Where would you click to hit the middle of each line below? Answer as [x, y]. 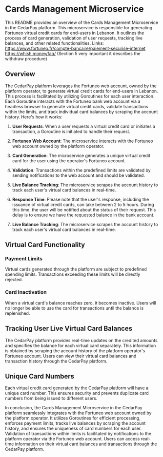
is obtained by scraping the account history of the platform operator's [75, 351]
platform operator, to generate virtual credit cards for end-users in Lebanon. [81, 91]
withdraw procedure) [26, 58]
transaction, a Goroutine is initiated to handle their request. [71, 131]
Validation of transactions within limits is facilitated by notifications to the [78, 434]
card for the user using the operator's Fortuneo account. [69, 161]
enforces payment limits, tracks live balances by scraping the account [75, 423]
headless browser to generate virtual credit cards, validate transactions [77, 106]
